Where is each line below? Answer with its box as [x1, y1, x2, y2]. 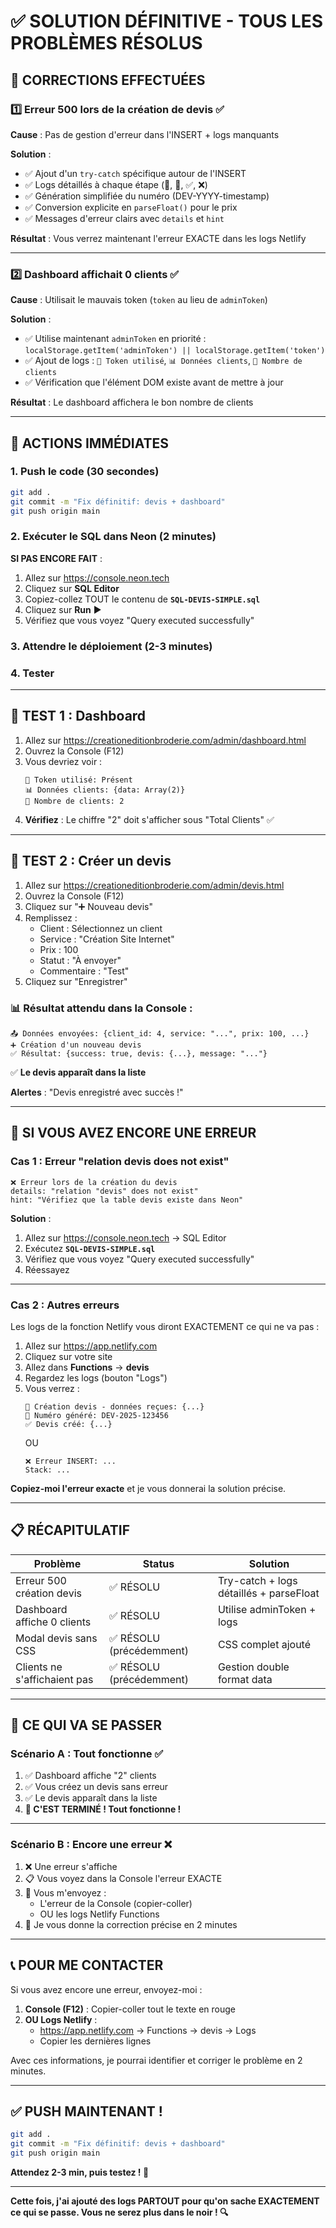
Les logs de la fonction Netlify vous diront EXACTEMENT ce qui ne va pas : [10, 1320, 320, 1332]
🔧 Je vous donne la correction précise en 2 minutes [24, 1918, 238, 1930]
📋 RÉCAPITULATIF [10, 1522, 131, 1539]
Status [142, 1556, 175, 1570]
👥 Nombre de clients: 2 [24, 796, 125, 806]
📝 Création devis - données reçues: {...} [24, 1401, 205, 1412]
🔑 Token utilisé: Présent [24, 775, 133, 785]
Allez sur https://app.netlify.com [24, 1340, 158, 1352]
